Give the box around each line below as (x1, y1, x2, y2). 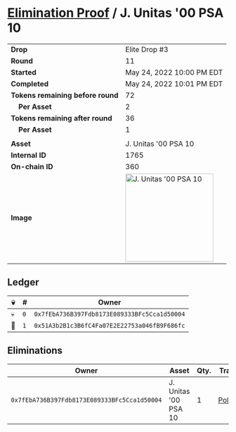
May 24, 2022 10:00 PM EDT (125, 67, 223, 77)
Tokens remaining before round (11, 90, 119, 100)
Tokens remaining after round (11, 113, 112, 123)
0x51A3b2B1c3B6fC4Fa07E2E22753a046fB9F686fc (34, 321, 185, 329)
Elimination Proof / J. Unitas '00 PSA (7, 5, 224, 21)
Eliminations (7, 345, 63, 357)
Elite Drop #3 (125, 44, 169, 54)
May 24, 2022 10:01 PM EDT (125, 79, 223, 89)
